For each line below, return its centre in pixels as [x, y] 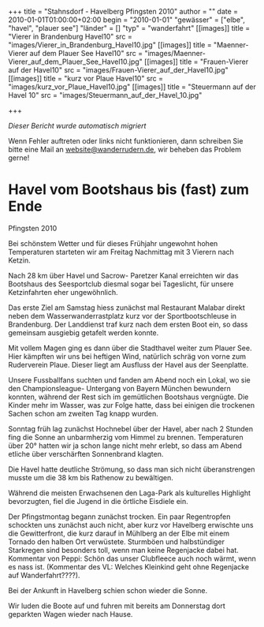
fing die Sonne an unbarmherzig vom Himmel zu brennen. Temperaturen [126, 437]
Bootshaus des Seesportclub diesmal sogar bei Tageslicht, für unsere [121, 284]
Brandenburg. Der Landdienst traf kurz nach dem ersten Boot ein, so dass [128, 324]
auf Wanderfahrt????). [44, 575]
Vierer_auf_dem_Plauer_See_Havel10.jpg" [76, 62]
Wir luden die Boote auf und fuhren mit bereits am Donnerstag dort [117, 606]
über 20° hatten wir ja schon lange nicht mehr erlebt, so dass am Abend [125, 446]
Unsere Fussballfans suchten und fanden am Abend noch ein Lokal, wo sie [129, 380]
